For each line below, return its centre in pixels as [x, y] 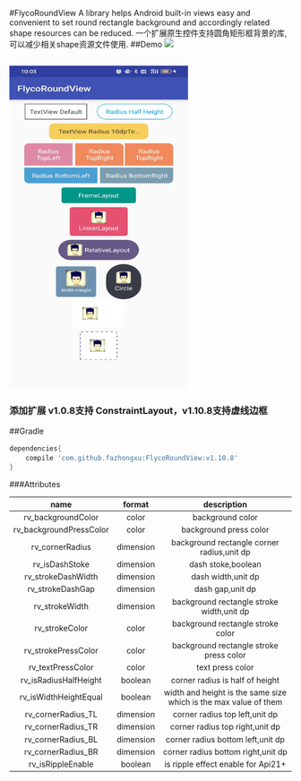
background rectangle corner [225, 542]
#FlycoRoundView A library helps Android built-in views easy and [130, 13]
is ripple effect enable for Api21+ [225, 764]
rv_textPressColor [61, 667]
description [225, 504]
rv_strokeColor [61, 628]
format [136, 504]
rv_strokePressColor [61, 650]
